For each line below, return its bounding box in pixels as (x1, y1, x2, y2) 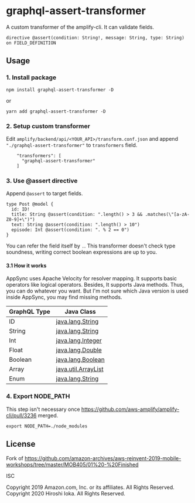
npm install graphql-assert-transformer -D (6, 87, 114, 93)
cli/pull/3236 (6, 412, 37, 419)
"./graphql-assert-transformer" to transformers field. (6, 141, 138, 148)
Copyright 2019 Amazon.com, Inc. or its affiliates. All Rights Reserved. (6, 484, 175, 491)
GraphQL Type (9, 308, 51, 316)
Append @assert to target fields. (6, 190, 83, 197)
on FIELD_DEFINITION (6, 40, 57, 46)
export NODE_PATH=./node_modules (6, 423, 88, 429)
